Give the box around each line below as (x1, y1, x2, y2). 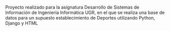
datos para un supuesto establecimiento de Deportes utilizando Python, (5, 15, 155, 20)
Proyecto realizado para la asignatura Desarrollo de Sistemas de (5, 4, 140, 10)
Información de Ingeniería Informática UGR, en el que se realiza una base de (5, 9, 165, 15)
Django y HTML (5, 20, 38, 26)
